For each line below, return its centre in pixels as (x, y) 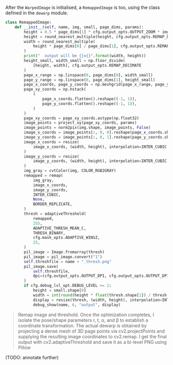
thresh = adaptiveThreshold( (55, 214)
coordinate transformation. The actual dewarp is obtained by (82, 325)
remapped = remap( (44, 176)
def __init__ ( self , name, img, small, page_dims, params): (79, 27)
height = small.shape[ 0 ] (59, 290)
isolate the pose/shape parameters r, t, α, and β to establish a (83, 320)
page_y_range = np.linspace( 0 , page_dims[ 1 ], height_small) (90, 80)
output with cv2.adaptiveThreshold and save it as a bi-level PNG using (92, 342)
